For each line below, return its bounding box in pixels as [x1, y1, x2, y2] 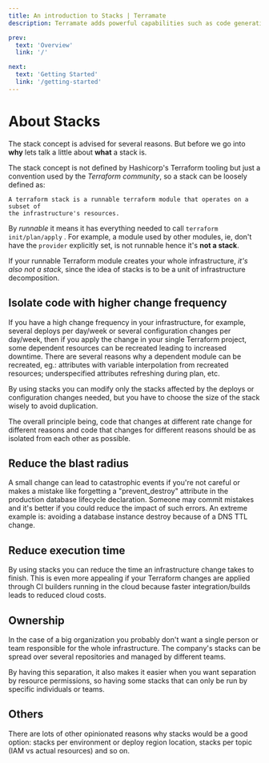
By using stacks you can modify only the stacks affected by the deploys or [8, 384, 255, 393]
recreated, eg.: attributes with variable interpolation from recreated [8, 359, 229, 369]
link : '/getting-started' [15, 78, 102, 86]
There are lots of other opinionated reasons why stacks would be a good [8, 729, 248, 738]
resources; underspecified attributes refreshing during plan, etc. [8, 368, 220, 378]
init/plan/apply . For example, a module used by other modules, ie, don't [8, 231, 252, 241]
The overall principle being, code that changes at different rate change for [8, 416, 253, 426]
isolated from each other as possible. [8, 433, 130, 443]
